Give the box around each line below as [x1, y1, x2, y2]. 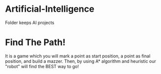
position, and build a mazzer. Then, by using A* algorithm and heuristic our [5, 58, 156, 64]
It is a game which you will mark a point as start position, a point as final [5, 53, 151, 59]
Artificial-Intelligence [5, 3, 95, 15]
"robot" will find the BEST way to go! [5, 63, 80, 69]
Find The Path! [5, 37, 66, 48]
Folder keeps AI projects [5, 20, 54, 25]
